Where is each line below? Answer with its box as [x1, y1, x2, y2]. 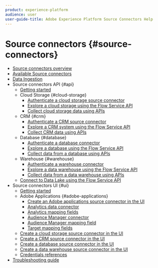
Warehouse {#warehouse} [19, 156, 74, 162]
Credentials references [19, 251, 67, 258]
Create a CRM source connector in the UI [19, 236, 105, 242]
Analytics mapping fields [27, 209, 78, 215]
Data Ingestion [12, 76, 43, 82]
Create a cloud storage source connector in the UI [19, 230, 123, 236]
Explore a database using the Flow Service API [27, 145, 124, 151]
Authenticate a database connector [27, 140, 100, 146]
